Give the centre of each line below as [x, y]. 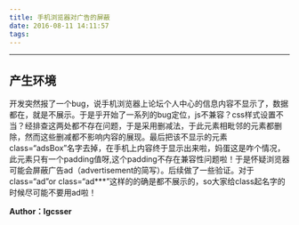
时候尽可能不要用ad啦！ [53, 193]
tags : [19, 34]
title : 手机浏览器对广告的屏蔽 [60, 17]
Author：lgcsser [40, 212]
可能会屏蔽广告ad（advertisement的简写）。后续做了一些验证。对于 [132, 171]
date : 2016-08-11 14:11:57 [59, 26]
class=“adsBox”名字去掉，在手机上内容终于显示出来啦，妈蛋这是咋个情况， [147, 149]
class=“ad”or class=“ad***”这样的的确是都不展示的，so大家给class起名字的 [148, 181]
